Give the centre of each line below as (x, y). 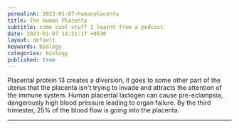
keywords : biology (34, 47)
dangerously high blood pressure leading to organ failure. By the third (109, 103)
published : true (31, 60)
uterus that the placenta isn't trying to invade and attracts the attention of (115, 87)
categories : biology (38, 54)
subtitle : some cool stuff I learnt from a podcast (85, 27)
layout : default (31, 40)
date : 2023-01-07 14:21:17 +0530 (57, 34)
